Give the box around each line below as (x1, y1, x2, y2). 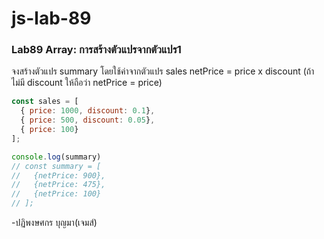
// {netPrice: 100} (11, 189, 102, 199)
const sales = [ (11, 97, 79, 107)
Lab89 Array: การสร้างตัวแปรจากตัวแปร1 (11, 43, 182, 57)
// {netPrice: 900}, (11, 170, 106, 181)
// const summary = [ (11, 161, 102, 171)
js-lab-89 (11, 7, 92, 30)
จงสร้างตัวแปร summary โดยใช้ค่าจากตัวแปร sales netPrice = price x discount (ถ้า (11, 65, 315, 77)
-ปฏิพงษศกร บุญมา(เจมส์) (11, 217, 98, 229)
